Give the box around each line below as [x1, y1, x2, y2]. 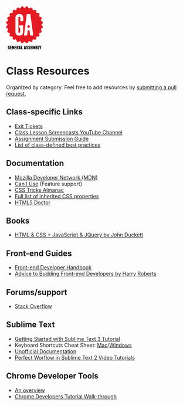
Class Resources [6, 65, 90, 78]
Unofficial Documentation [14, 347, 77, 355]
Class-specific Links [6, 107, 83, 117]
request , [6, 90, 26, 97]
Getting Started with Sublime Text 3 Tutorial [14, 335, 120, 342]
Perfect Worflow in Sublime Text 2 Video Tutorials [14, 354, 135, 361]
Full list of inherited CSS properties [14, 192, 99, 199]
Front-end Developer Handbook [14, 264, 92, 271]
